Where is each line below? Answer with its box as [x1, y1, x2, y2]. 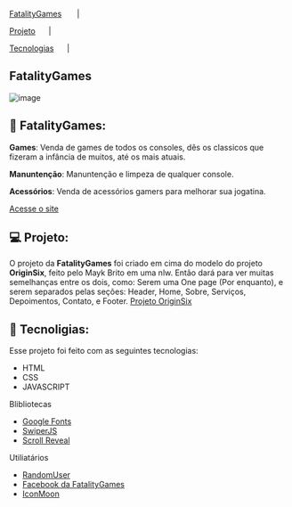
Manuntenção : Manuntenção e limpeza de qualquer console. [9, 168, 234, 179]
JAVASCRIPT [21, 381, 70, 392]
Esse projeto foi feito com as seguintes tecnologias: [9, 346, 199, 356]
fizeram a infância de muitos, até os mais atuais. [9, 151, 186, 162]
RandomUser [21, 470, 71, 480]
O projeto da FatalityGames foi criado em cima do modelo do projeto [9, 258, 263, 269]
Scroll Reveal [21, 435, 70, 446]
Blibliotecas [9, 399, 52, 410]
